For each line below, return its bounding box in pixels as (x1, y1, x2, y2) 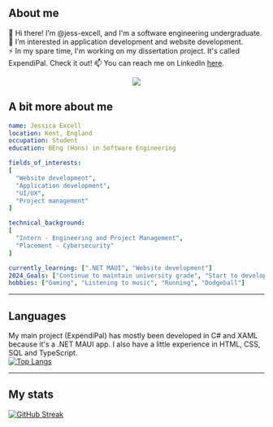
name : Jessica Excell (8, 121, 82, 129)
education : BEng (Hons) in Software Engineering (8, 144, 176, 153)
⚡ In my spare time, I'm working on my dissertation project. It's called (8, 46, 240, 55)
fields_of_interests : (8, 159, 82, 168)
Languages (8, 309, 67, 323)
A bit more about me (8, 100, 114, 114)
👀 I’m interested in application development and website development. (8, 37, 244, 46)
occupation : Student (8, 137, 79, 145)
